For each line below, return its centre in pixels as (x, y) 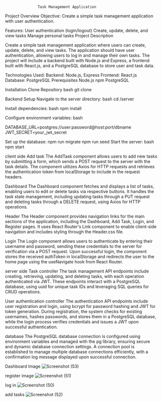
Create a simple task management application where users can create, (76, 45)
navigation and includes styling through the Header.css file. (64, 232)
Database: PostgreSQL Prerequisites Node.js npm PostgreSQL (67, 80)
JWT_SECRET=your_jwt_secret (36, 132)
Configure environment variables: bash (44, 118)
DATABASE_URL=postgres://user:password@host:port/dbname (68, 127)
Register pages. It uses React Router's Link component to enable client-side (81, 226)
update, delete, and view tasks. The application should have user (70, 50)
